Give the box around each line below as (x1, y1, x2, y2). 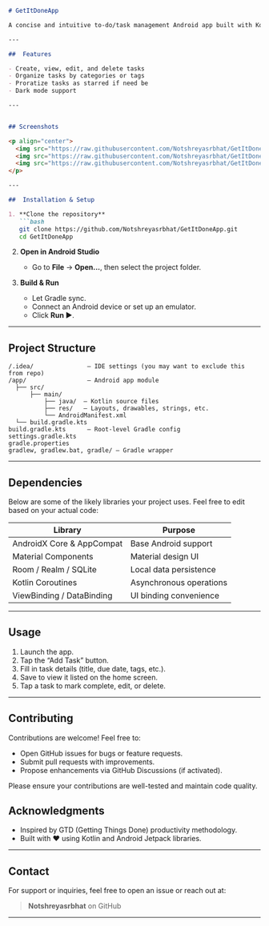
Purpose (162, 524, 196, 535)
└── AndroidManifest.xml (43, 411, 127, 419)
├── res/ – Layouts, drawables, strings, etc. (43, 404, 210, 413)
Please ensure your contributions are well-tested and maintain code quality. (8, 780, 258, 791)
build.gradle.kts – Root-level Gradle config (8, 426, 181, 434)
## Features (8, 50, 52, 58)
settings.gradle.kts (8, 432, 78, 441)
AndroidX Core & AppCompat (12, 538, 122, 549)
